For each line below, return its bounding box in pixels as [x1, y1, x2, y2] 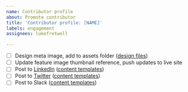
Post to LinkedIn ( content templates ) [14, 66, 104, 73]
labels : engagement [6, 25, 55, 31]
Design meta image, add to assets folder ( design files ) [14, 52, 148, 59]
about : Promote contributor [6, 14, 76, 20]
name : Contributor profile [6, 8, 73, 15]
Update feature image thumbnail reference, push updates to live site [14, 59, 183, 66]
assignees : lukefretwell [6, 31, 68, 37]
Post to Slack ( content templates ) [14, 79, 97, 86]
